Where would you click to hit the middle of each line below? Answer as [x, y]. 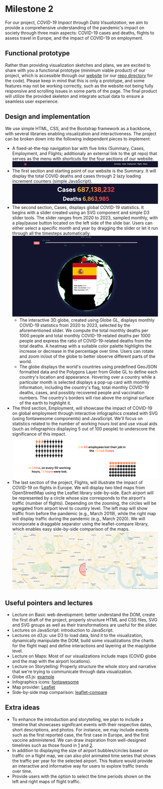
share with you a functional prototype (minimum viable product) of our [75, 70]
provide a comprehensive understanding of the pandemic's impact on [75, 27]
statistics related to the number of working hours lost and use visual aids [85, 423]
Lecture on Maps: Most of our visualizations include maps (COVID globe [84, 656]
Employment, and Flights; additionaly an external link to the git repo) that [85, 153]
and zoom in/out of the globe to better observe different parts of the [87, 356]
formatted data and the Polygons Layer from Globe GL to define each [88, 372]
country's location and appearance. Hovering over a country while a [87, 377]
